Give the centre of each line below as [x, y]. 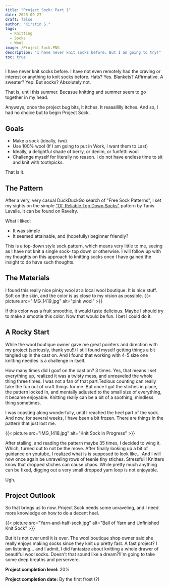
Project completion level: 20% [37, 570]
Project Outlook [30, 496]
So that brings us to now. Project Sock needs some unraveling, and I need [82, 508]
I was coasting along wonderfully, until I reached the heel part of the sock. [82, 412]
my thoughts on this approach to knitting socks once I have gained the [78, 257]
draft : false [19, 19]
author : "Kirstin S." [28, 24]
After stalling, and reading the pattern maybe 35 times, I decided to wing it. [83, 443]
